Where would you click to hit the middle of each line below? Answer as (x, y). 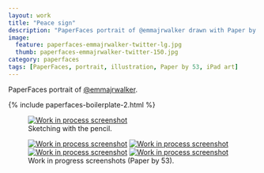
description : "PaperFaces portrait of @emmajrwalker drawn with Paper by (132, 30)
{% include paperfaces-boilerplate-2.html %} (82, 104)
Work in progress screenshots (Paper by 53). (101, 160)
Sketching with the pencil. (70, 128)
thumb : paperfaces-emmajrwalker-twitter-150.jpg (97, 52)
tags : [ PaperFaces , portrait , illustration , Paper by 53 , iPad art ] (123, 67)
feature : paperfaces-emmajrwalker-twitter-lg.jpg (98, 45)
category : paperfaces (44, 60)
